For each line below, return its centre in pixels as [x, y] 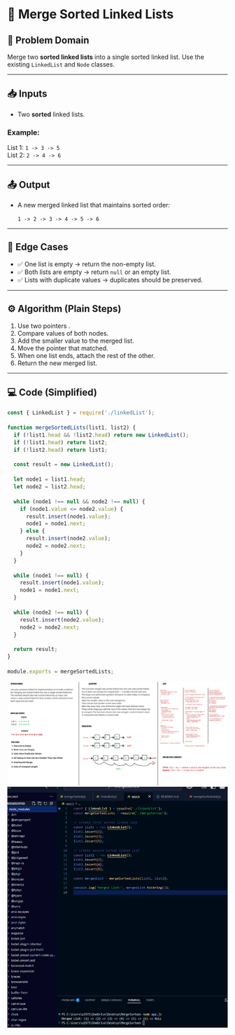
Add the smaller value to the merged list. [76, 341]
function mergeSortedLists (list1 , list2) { [72, 428]
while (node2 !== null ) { [51, 612]
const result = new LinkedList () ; [64, 465]
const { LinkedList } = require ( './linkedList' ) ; [81, 413]
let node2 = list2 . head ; [50, 487]
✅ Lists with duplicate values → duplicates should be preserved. [110, 280]
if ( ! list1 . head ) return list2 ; [61, 442]
